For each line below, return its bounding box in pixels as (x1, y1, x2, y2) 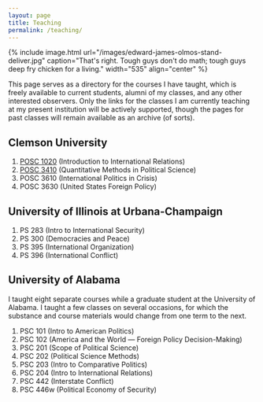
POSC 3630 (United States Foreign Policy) (19, 182, 157, 191)
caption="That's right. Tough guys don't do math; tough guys (46, 56, 246, 65)
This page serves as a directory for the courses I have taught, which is (8, 79, 237, 89)
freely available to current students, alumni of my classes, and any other (8, 88, 243, 98)
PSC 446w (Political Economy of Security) (19, 385, 157, 394)
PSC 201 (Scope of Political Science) (19, 343, 139, 352)
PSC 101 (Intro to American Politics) (19, 326, 135, 335)
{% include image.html (8, 48, 82, 57)
